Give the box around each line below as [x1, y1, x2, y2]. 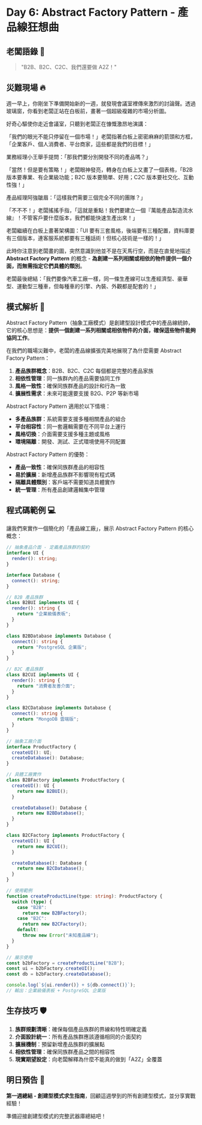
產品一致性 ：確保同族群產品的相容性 [14, 463, 105, 470]
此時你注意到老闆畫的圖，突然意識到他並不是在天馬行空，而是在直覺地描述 [6, 247, 191, 254]
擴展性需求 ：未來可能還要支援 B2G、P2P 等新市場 [14, 389, 139, 397]
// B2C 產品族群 [6, 666, 43, 673]
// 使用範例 [6, 888, 33, 894]
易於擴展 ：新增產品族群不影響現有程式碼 [14, 470, 115, 478]
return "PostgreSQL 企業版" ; [17, 644, 87, 650]
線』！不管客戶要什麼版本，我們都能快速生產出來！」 [6, 214, 138, 221]
